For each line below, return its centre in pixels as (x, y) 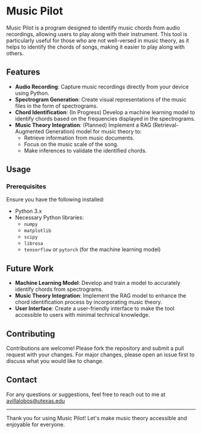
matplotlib (38, 231)
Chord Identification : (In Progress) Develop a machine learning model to (105, 112)
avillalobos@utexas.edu (35, 400)
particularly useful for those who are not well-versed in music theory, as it (98, 40)
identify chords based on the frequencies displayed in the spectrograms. (105, 118)
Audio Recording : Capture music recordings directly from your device (102, 87)
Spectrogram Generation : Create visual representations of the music (100, 99)
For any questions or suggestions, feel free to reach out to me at (86, 394)
